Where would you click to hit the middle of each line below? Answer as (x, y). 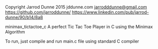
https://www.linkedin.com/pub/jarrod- (110, 12)
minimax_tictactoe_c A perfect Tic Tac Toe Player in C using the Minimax (79, 27)
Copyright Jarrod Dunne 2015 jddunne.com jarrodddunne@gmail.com (76, 7)
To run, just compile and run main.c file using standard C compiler (72, 41)
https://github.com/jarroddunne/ (38, 12)
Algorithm (15, 32)
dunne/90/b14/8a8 (24, 17)
